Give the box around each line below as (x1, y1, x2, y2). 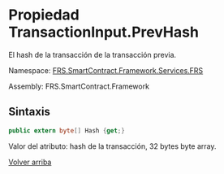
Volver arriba (8, 157, 52, 167)
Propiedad (8, 6, 80, 24)
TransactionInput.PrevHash (8, 23, 199, 41)
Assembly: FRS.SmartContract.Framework (8, 81, 150, 91)
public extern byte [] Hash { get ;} (8, 126, 126, 135)
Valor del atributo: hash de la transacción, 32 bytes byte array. (8, 141, 217, 151)
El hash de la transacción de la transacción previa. (8, 50, 177, 59)
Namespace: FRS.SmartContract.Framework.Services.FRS (8, 65, 204, 75)
